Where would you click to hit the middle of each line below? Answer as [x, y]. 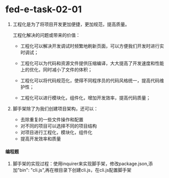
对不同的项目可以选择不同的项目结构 [59, 126]
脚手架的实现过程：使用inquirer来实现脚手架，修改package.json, [80, 164]
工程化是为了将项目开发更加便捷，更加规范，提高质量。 [71, 24]
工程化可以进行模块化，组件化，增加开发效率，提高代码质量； [86, 98]
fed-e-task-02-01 [44, 9]
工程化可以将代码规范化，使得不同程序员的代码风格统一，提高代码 [90, 80]
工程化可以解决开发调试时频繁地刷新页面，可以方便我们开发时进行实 [92, 46]
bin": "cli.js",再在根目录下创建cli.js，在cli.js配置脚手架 [76, 170]
